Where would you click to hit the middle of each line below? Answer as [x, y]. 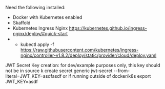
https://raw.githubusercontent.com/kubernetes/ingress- [79, 50]
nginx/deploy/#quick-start [40, 34]
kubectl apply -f [37, 44]
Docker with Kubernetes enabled [47, 17]
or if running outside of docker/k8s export [107, 76]
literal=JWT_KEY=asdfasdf [34, 76]
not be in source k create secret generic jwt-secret [59, 71]
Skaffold [22, 23]
